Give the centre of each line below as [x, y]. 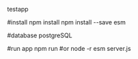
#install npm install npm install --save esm [67, 22]
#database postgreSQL [40, 35]
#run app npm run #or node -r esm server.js [69, 48]
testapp [18, 9]
